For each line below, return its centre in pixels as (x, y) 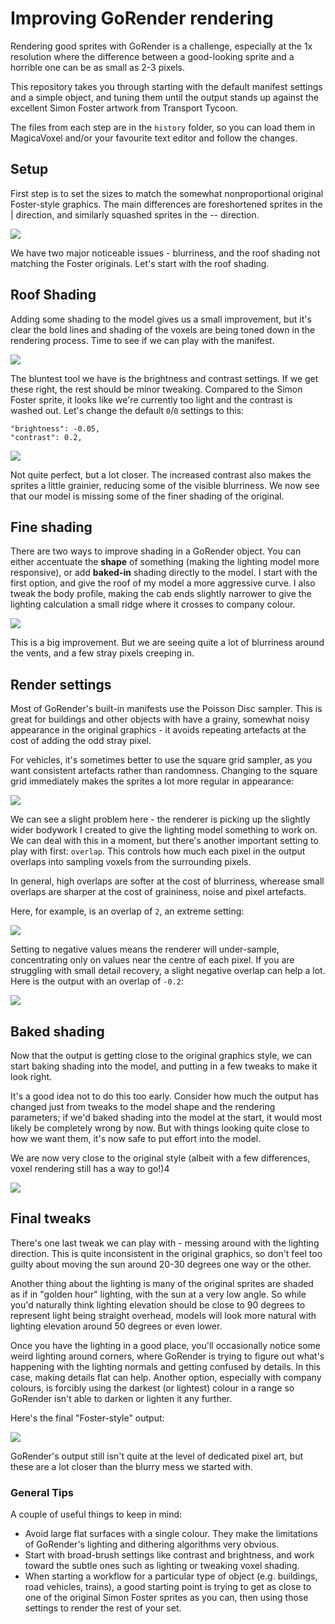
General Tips (42, 1492)
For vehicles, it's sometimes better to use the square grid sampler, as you (161, 760)
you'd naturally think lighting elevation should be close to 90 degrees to (158, 1304)
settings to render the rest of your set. (103, 1608)
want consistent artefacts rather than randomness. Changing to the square (164, 771)
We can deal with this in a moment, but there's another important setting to (164, 841)
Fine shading (51, 527)
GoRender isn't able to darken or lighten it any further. (121, 1398)
